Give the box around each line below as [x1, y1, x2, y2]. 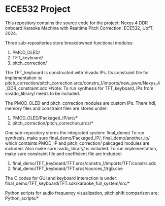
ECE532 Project [5, 3, 70, 15]
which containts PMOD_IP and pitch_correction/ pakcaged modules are [5, 140, 150, 146]
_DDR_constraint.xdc [5, 85, 48, 91]
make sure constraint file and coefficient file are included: [5, 151, 122, 157]
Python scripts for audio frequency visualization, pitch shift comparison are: [5, 190, 159, 196]
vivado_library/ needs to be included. [5, 90, 80, 96]
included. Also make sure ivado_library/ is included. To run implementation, [5, 145, 158, 151]
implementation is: [5, 75, 43, 81]
